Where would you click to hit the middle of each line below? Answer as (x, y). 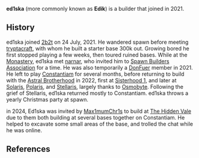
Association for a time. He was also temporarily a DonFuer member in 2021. (100, 67)
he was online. (24, 130)
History (20, 27)
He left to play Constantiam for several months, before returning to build (95, 74)
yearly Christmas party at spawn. (47, 99)
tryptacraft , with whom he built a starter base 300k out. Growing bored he (98, 48)
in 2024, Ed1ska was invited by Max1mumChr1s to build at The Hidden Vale (99, 111)
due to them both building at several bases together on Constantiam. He (96, 117)
